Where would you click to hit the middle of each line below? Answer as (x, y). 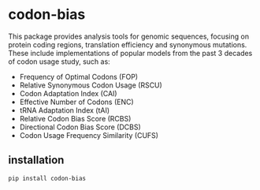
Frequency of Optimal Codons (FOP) (79, 76)
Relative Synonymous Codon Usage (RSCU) (91, 85)
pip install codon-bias (47, 178)
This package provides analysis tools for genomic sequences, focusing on (129, 36)
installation (36, 160)
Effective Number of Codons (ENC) (76, 102)
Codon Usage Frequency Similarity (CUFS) (89, 135)
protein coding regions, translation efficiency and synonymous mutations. (128, 44)
